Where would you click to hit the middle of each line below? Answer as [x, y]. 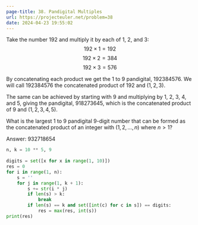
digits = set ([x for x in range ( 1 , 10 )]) [58, 161]
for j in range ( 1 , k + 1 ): [50, 183]
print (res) [20, 216]
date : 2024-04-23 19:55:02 [40, 23]
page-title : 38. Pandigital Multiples [54, 12]
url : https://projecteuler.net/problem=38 [59, 17]
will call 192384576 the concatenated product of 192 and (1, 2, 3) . [86, 85]
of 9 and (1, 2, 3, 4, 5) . [32, 110]
